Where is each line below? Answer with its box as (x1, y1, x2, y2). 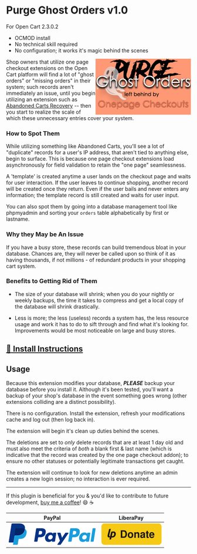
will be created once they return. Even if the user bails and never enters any (6, 185, 189, 193)
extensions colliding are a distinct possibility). (6, 399, 116, 406)
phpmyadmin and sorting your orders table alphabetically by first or (6, 210, 169, 217)
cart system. (6, 263, 36, 270)
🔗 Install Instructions (6, 344, 83, 354)
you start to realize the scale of (6, 108, 81, 115)
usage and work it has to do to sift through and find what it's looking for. (14, 320, 189, 327)
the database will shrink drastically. (14, 303, 100, 310)
